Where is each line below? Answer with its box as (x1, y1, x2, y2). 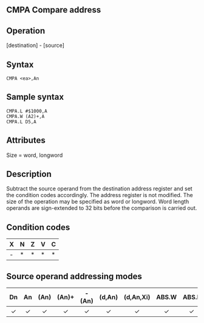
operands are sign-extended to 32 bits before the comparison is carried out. (6, 204, 197, 212)
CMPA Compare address (6, 5, 101, 15)
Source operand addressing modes (6, 271, 143, 282)
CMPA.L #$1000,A (6, 108, 47, 114)
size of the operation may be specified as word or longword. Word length (6, 198, 189, 206)
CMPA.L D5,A (6, 119, 36, 125)
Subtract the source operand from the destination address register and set (6, 185, 192, 192)
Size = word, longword (6, 151, 63, 159)
